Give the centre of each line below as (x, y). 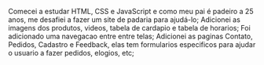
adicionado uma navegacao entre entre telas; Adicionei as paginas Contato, (130, 36)
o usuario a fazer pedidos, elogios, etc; (71, 53)
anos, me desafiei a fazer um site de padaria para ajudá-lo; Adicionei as (125, 20)
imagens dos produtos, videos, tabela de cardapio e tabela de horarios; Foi (130, 28)
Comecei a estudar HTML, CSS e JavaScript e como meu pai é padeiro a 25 (131, 11)
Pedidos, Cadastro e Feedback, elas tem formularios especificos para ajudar (132, 45)
